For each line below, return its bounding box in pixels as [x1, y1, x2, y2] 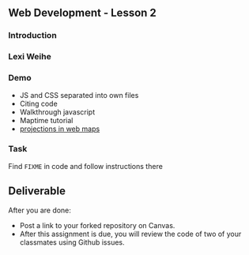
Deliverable [8, 185, 66, 198]
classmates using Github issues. [19, 237, 125, 247]
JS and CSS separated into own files [19, 90, 139, 99]
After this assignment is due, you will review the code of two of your [19, 229, 242, 238]
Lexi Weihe [8, 51, 51, 62]
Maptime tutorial [19, 115, 74, 125]
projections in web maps [19, 124, 100, 133]
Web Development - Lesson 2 [8, 6, 157, 20]
